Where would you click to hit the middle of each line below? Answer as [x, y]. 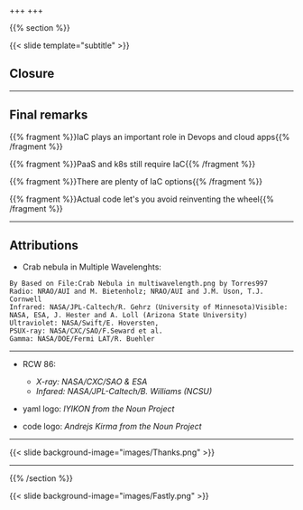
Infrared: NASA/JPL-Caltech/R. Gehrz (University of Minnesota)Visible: [149, 307]
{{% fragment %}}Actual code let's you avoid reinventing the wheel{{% [142, 199]
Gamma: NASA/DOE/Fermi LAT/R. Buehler [82, 339]
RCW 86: [39, 364]
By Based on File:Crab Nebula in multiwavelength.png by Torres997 [139, 284]
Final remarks [49, 115]
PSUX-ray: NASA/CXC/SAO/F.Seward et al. [87, 331]
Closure [32, 74]
